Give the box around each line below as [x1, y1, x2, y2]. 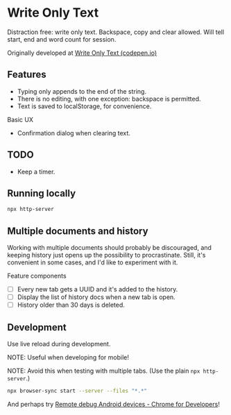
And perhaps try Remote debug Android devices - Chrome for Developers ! [7, 400, 220, 408]
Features [7, 69, 46, 81]
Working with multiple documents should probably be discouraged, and [7, 244, 212, 252]
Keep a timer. [17, 167, 55, 176]
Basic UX [7, 115, 33, 124]
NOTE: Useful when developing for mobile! [7, 353, 130, 362]
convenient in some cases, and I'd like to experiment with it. [7, 258, 178, 266]
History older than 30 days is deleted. [17, 300, 125, 310]
